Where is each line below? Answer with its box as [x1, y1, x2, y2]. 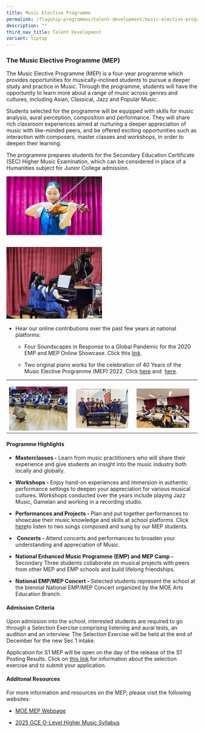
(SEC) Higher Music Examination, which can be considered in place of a [6, 158, 186, 165]
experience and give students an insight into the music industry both [15, 460, 187, 467]
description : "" [6, 22, 47, 29]
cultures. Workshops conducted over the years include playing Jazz [15, 492, 186, 499]
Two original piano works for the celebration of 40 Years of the [24, 361, 182, 368]
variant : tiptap [6, 35, 47, 42]
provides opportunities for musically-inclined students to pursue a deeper [6, 76, 191, 84]
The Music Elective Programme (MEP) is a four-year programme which [6, 70, 183, 77]
